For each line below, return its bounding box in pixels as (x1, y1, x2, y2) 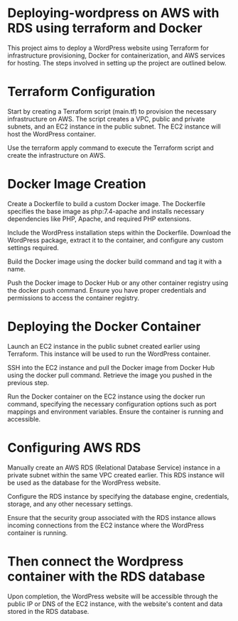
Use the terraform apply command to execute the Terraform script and (7, 144, 215, 152)
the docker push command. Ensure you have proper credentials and (7, 286, 207, 294)
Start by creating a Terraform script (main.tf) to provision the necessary (7, 107, 217, 115)
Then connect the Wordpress (7, 553, 184, 569)
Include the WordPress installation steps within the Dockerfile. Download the (7, 228, 232, 237)
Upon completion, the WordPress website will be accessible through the (7, 592, 219, 600)
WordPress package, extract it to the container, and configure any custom (7, 236, 224, 244)
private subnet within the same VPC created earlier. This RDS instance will (7, 470, 225, 479)
